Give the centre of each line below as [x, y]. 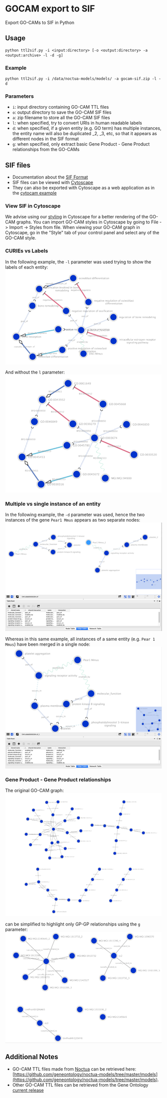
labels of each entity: [27, 267]
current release [28, 1090]
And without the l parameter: [35, 372]
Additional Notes [32, 1057]
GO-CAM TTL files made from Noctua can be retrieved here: [74, 1069]
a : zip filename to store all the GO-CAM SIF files [61, 118]
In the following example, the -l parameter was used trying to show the [78, 262]
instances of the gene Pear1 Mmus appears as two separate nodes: [73, 520]
